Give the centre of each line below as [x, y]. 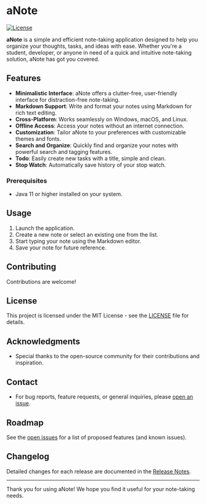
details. [16, 322]
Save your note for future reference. [61, 247]
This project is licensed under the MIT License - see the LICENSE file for [97, 316]
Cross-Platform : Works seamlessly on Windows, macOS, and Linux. [101, 119]
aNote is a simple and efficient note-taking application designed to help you [102, 39]
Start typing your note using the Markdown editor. [78, 241]
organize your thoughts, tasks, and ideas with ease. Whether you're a [94, 46]
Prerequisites [27, 180]
